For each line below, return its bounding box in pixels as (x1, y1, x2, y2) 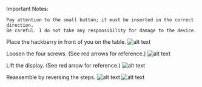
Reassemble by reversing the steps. (6, 74, 96, 81)
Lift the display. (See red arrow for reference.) (6, 62, 121, 69)
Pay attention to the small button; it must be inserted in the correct (6, 17, 194, 23)
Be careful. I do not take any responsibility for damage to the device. (6, 27, 197, 33)
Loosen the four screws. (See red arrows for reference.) (6, 50, 146, 57)
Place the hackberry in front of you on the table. (6, 38, 126, 45)
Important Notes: (6, 5, 49, 12)
